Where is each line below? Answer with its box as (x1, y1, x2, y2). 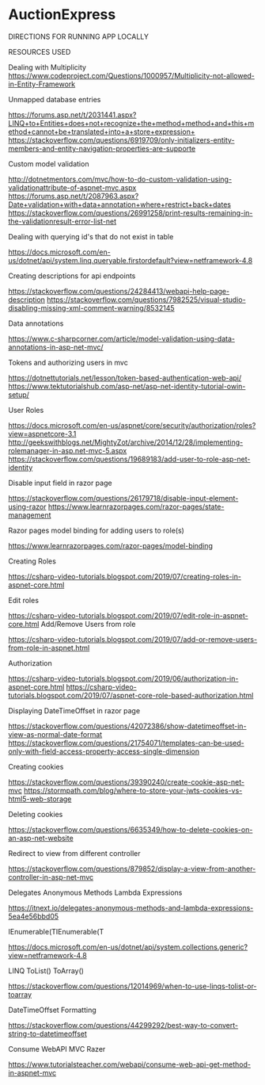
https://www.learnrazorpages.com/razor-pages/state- (47, 502, 225, 511)
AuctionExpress (8, 6, 116, 24)
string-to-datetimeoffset (8, 1029, 87, 1038)
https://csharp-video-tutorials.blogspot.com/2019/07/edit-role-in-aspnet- (8, 610, 248, 620)
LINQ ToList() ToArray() (8, 965, 85, 976)
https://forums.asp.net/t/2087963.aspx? (8, 191, 139, 201)
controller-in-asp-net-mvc (8, 872, 93, 881)
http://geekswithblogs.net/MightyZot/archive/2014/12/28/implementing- (8, 437, 244, 447)
